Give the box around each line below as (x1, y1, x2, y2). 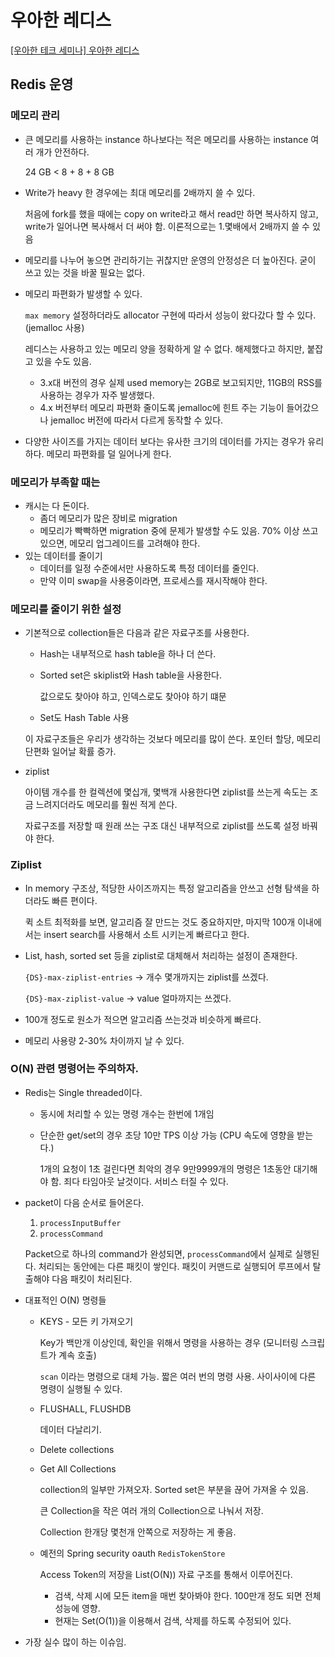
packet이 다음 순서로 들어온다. (24, 1196, 145, 1208)
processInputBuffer (39, 1218, 122, 1228)
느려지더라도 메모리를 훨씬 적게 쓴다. (35, 799, 178, 811)
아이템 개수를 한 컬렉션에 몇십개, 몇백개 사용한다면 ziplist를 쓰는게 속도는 (24, 786, 308, 798)
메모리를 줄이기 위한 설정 (10, 602, 122, 616)
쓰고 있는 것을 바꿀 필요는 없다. (24, 266, 145, 278)
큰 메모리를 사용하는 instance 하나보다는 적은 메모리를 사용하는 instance (24, 133, 309, 145)
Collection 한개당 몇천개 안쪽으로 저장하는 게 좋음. (39, 1526, 237, 1538)
